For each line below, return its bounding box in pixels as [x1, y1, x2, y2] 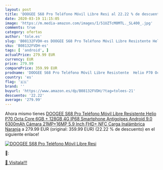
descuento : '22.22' [5, 93, 45, 98]
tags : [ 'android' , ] [5, 48, 49, 52]
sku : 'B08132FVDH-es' [5, 43, 49, 48]
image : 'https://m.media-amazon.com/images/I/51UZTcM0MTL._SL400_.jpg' [5, 20, 153, 26]
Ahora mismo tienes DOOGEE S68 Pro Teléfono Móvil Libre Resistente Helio [5, 111, 157, 117]
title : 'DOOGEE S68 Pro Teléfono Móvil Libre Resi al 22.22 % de [5, 12, 140, 17]
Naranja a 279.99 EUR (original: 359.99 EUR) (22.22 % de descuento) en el [5, 126, 155, 132]
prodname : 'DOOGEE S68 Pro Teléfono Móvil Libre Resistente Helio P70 [5, 70, 153, 75]
